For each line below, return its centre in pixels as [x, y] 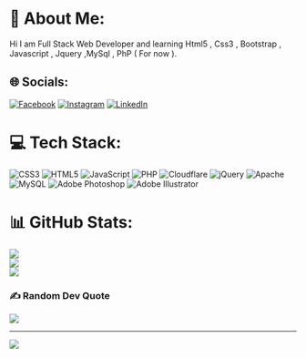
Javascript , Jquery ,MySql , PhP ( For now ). [93, 53]
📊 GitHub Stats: [71, 222]
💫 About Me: [57, 19]
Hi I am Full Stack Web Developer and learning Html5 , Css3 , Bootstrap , [146, 44]
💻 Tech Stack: [66, 143]
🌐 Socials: [39, 82]
